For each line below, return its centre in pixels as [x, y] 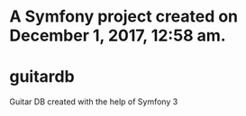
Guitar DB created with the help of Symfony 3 [94, 102]
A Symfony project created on [124, 17]
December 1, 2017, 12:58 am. [118, 36]
